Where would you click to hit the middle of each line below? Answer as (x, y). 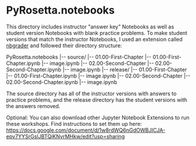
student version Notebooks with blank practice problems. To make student (97, 33)
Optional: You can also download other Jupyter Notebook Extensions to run (98, 117)
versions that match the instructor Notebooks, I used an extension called (94, 39)
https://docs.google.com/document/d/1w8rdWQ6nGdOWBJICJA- (86, 130)
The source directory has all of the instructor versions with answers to (92, 93)
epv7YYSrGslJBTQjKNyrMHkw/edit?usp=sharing (66, 136)
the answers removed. (33, 106)
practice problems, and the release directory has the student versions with (97, 100)
